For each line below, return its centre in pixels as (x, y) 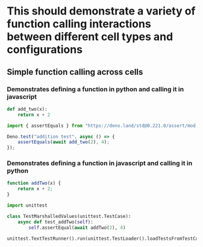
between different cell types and (90, 37)
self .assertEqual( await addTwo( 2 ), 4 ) (77, 228)
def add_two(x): (27, 109)
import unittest (27, 206)
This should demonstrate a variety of (101, 11)
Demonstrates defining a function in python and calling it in (95, 89)
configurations (45, 50)
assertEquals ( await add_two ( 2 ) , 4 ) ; (64, 142)
